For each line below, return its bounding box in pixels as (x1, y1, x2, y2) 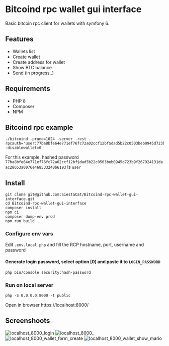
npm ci (5, 210, 19, 215)
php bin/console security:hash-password (5, 270, 92, 275)
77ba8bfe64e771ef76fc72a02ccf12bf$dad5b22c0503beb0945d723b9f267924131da (5, 160, 163, 165)
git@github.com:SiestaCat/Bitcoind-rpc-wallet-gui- (27, 192, 138, 197)
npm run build (5, 219, 35, 224)
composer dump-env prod (5, 214, 55, 219)
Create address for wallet (12, 59, 65, 65)
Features (5, 35, 34, 43)
